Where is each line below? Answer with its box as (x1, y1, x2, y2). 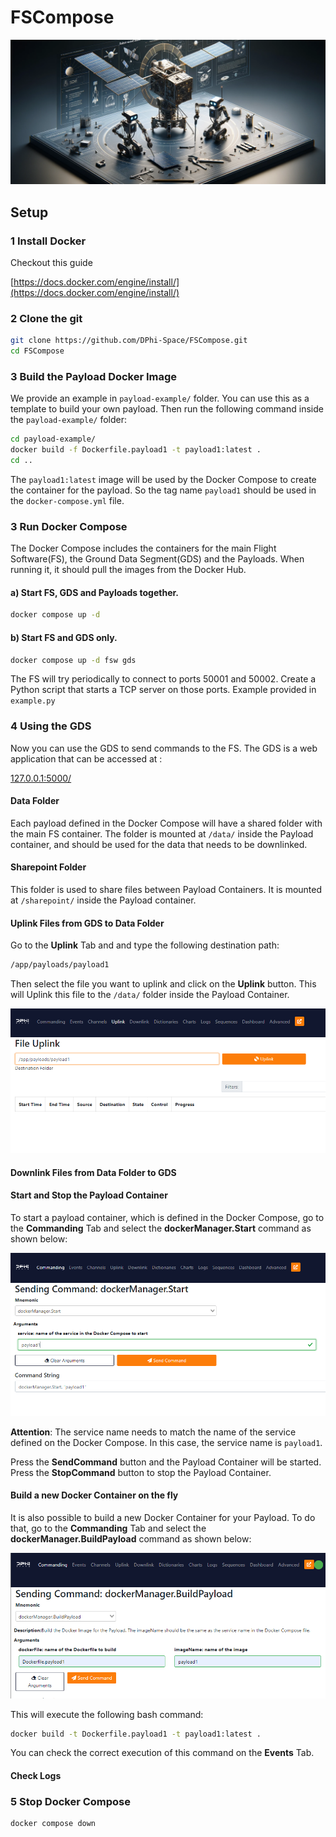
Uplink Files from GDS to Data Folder (10, 917, 165, 929)
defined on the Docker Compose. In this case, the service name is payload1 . (10, 1436, 323, 1448)
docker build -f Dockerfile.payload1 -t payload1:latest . (10, 445, 262, 455)
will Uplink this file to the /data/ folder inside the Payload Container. (10, 989, 290, 1001)
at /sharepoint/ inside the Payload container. (10, 894, 197, 906)
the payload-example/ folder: (10, 414, 128, 426)
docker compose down (10, 1819, 97, 1829)
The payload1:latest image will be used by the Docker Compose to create (10, 473, 317, 485)
